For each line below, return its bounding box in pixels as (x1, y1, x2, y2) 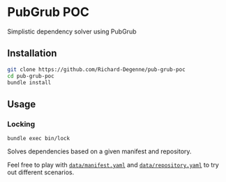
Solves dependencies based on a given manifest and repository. (7, 147, 192, 156)
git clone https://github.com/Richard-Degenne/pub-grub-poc (7, 66, 186, 73)
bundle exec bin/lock (7, 135, 70, 142)
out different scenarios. (7, 168, 75, 176)
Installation (7, 47, 57, 59)
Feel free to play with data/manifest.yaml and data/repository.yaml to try (7, 161, 219, 169)
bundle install (7, 79, 52, 86)
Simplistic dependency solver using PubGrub (7, 27, 137, 36)
